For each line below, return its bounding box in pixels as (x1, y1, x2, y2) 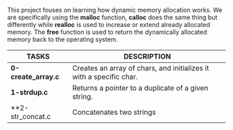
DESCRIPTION (123, 52, 171, 61)
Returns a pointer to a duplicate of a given (72, 83, 209, 93)
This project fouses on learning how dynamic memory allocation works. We (7, 6, 223, 14)
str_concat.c (10, 112, 51, 121)
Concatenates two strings (72, 107, 156, 117)
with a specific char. (72, 72, 139, 82)
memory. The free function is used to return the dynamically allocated (7, 28, 207, 36)
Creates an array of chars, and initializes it (72, 64, 209, 73)
